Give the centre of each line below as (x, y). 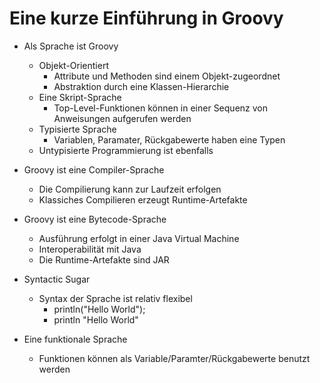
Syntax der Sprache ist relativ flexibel (115, 298)
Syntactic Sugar (57, 279)
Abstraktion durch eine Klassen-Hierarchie (141, 86)
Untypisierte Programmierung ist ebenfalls (126, 150)
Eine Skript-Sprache (80, 97)
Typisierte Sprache (77, 129)
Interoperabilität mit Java (90, 249)
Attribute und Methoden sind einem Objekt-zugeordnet (167, 76)
